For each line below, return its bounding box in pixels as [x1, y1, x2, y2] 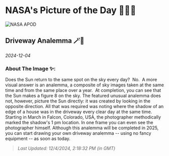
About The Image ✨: [5, 65, 56, 72]
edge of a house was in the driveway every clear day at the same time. [5, 109, 152, 115]
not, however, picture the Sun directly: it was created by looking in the [5, 98, 150, 104]
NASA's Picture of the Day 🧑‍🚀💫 [5, 5, 136, 16]
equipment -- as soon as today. [5, 136, 71, 142]
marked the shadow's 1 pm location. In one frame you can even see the [5, 120, 153, 126]
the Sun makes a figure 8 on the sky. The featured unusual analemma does [5, 93, 161, 99]
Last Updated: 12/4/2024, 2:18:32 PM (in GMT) [17, 145, 116, 151]
